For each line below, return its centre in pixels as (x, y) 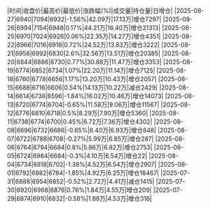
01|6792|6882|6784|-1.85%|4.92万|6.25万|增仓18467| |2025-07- (98, 173)
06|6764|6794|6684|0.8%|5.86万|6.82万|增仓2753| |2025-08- (96, 147)
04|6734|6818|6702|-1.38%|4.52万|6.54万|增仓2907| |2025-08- (98, 164)
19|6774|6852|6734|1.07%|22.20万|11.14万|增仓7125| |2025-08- (97, 70)
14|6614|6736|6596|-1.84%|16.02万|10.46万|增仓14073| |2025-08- (101, 96)
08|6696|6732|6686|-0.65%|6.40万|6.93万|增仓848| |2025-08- (97, 130)
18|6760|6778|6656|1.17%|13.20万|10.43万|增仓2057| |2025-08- (98, 79)
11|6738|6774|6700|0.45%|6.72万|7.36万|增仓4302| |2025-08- (95, 122)
